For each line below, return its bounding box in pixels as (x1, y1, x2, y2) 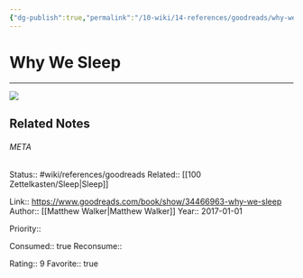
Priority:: (9, 223, 41, 235)
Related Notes (9, 116, 90, 131)
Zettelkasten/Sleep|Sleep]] (9, 179, 109, 190)
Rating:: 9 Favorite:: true (9, 258, 99, 269)
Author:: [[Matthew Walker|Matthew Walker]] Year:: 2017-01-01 (9, 206, 243, 217)
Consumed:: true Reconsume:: (9, 241, 123, 252)
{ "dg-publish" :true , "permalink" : (9, 13, 135, 23)
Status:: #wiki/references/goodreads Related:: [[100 (9, 169, 201, 181)
